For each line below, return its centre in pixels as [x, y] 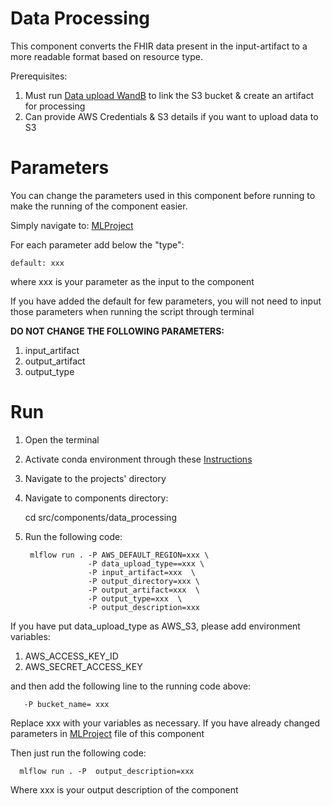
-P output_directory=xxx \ [144, 581]
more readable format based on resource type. [106, 56]
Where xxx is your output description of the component [124, 789]
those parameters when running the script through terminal [132, 311]
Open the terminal [62, 439]
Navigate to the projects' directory [95, 478]
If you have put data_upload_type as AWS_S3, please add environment [155, 626]
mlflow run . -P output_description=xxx [107, 771]
